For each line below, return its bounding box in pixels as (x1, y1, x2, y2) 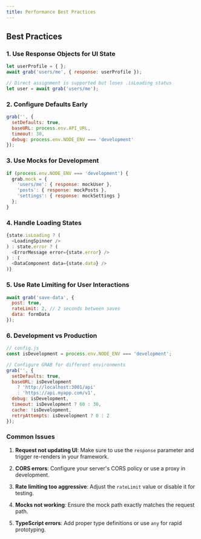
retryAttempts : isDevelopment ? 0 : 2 (12, 413, 110, 419)
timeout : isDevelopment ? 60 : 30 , (12, 402, 102, 408)
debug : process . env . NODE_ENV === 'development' (12, 136, 134, 143)
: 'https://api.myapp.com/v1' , (17, 390, 96, 396)
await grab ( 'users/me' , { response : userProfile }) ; (6, 69, 142, 75)
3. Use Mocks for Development (6, 156, 99, 165)
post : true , (12, 300, 42, 306)
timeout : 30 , (12, 131, 45, 137)
